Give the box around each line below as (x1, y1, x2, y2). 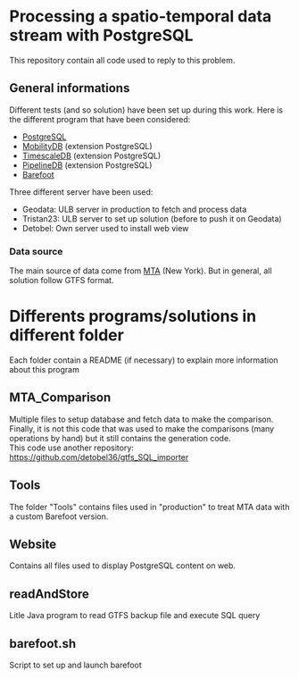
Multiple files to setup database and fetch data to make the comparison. (9, 414, 274, 424)
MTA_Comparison (9, 390, 112, 406)
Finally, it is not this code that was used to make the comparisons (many (9, 423, 275, 434)
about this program (9, 364, 80, 374)
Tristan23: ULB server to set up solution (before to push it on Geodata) (21, 213, 283, 224)
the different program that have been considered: (9, 113, 191, 124)
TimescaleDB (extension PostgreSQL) (21, 150, 162, 161)
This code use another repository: (9, 442, 134, 453)
